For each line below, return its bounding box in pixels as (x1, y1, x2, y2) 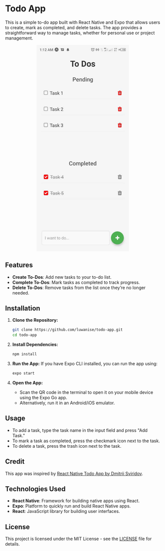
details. (5, 541, 20, 547)
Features (5, 261, 33, 269)
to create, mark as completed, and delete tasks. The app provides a (5, 24, 142, 30)
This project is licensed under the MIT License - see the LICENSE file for (5, 536, 152, 542)
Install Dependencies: (12, 341, 58, 347)
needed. (12, 290, 30, 296)
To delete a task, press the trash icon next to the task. (12, 443, 122, 449)
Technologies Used (5, 485, 66, 493)
